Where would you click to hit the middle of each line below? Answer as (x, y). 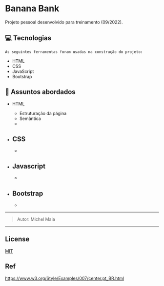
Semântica (30, 119)
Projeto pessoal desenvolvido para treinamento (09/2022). (64, 22)
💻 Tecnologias (28, 38)
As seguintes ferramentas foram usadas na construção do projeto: (74, 52)
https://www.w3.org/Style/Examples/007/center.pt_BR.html (65, 278)
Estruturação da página (43, 113)
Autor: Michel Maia (36, 219)
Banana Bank (32, 9)
